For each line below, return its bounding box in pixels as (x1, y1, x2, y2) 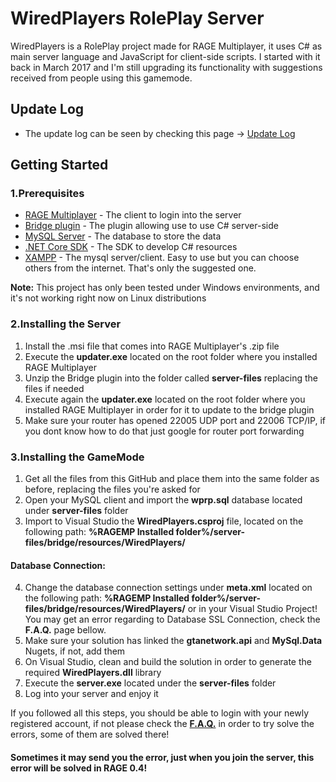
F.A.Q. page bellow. (24, 624, 107, 636)
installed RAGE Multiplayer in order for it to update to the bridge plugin (24, 403, 315, 416)
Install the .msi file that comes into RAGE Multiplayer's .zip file (24, 340, 280, 352)
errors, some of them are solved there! (10, 728, 170, 741)
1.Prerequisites (10, 187, 85, 201)
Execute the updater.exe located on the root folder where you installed (24, 350, 318, 362)
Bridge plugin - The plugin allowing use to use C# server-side (24, 220, 279, 232)
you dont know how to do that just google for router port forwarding (24, 425, 305, 437)
